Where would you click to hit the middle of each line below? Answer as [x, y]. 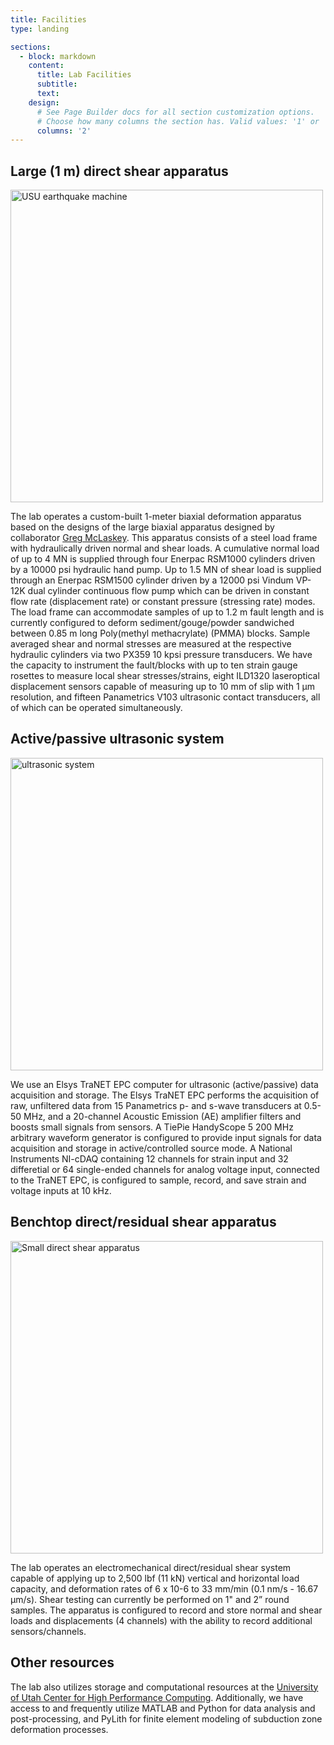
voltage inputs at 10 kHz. [61, 1190]
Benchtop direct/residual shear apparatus [143, 1222]
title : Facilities [48, 19]
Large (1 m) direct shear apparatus [119, 171]
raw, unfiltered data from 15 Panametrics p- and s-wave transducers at [156, 1105]
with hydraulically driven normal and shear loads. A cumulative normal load [165, 548]
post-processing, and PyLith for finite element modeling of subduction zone [166, 1718]
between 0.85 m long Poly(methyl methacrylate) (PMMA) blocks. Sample [160, 633]
